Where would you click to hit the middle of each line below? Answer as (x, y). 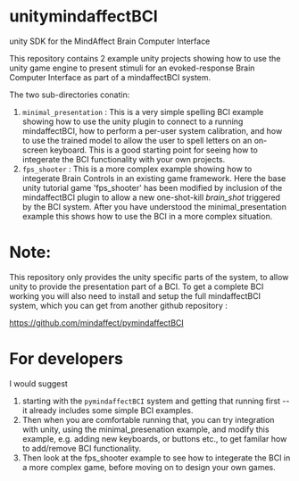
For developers (66, 359)
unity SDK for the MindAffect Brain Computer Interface (110, 41)
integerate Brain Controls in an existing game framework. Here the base (154, 178)
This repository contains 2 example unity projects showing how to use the (145, 58)
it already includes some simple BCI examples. (108, 410)
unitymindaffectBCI (83, 17)
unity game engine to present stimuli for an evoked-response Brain (132, 68)
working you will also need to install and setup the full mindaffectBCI (135, 295)
